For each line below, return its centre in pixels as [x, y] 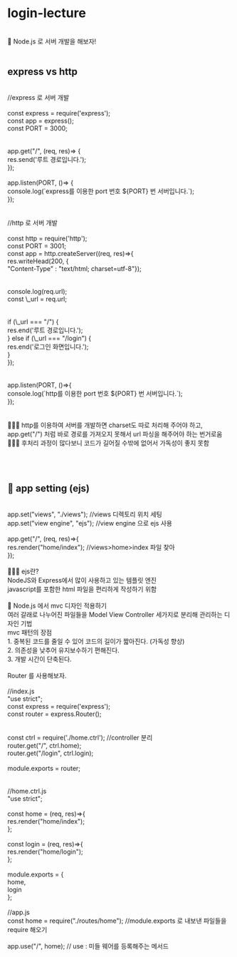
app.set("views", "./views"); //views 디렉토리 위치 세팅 [85, 514]
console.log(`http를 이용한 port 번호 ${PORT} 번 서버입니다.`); [95, 393]
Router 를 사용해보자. [37, 675]
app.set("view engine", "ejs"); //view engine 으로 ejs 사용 [90, 523]
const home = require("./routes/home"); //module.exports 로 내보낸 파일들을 [117, 921]
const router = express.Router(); [54, 714]
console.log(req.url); [37, 291]
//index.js [21, 691]
